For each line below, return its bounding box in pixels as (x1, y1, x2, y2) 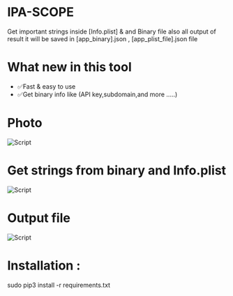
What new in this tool (7, 59, 133, 75)
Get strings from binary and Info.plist (7, 163, 227, 178)
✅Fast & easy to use (17, 82, 76, 91)
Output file (7, 210, 71, 225)
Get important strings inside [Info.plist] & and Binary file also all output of (7, 27, 216, 36)
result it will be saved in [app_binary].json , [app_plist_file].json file (7, 34, 198, 43)
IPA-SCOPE (7, 4, 75, 20)
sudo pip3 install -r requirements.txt (7, 281, 110, 289)
